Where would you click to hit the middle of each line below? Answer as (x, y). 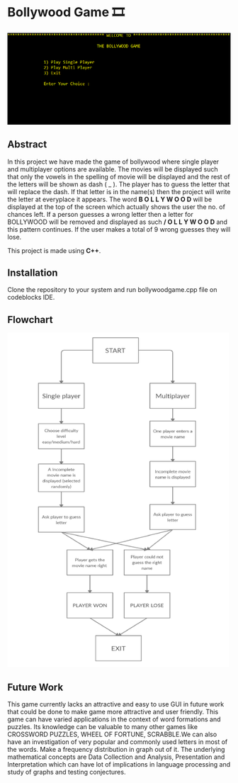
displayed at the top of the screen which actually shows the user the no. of (116, 207)
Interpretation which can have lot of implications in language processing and (119, 765)
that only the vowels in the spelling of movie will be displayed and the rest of (119, 176)
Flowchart (30, 319)
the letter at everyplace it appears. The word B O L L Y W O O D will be (110, 199)
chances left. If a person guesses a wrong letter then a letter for (100, 214)
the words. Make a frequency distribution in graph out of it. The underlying (116, 750)
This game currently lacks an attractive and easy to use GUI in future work (116, 704)
